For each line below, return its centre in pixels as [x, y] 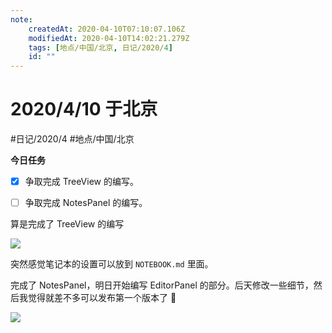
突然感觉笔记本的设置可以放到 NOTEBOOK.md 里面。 [112, 264]
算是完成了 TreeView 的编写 [67, 224]
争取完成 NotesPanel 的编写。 [86, 203]
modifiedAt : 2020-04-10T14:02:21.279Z [109, 38]
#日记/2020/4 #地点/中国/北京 [72, 139]
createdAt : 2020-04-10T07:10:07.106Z [107, 29]
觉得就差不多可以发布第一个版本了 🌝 [102, 298]
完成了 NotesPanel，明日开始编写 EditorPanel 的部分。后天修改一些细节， [162, 285]
